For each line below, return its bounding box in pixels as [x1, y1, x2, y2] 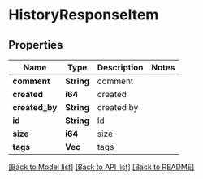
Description [97, 62, 144, 73]
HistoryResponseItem [8, 6, 159, 24]
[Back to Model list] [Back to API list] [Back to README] [8, 162, 195, 172]
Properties [8, 38, 63, 52]
